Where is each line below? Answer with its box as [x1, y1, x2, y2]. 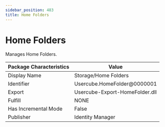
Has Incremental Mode [8, 105, 63, 113]
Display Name [8, 72, 42, 79]
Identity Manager [74, 114, 116, 121]
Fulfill [8, 97, 21, 104]
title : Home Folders [5, 12, 50, 17]
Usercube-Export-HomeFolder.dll [74, 89, 157, 96]
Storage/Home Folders [74, 72, 129, 79]
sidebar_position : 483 [5, 7, 54, 13]
